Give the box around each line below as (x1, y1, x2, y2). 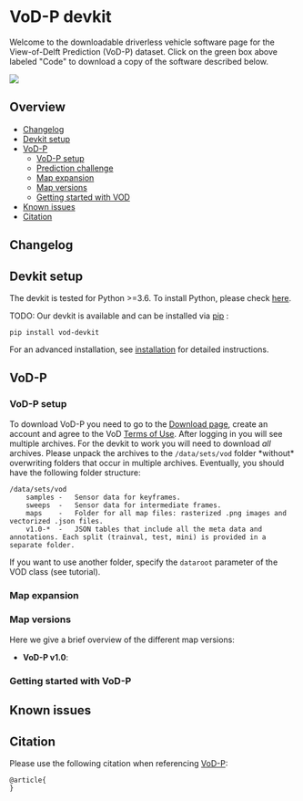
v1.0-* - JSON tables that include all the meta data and (25, 525, 262, 534)
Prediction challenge (35, 162, 114, 173)
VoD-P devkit (9, 6, 112, 27)
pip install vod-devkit (9, 328, 100, 337)
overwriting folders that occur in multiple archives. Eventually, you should (9, 457, 285, 468)
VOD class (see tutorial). (9, 566, 101, 577)
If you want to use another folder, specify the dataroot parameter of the (9, 557, 278, 567)
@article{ (9, 775, 47, 785)
